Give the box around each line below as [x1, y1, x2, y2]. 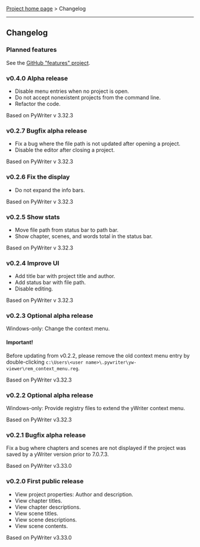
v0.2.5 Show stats [6, 212, 60, 221]
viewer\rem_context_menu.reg [6, 365, 79, 371]
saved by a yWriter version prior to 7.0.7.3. [6, 451, 109, 458]
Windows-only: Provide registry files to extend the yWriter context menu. [6, 404, 186, 411]
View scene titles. [14, 510, 58, 517]
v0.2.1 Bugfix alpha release [6, 431, 86, 439]
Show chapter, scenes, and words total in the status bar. [14, 232, 153, 240]
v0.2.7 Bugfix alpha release [6, 126, 87, 135]
